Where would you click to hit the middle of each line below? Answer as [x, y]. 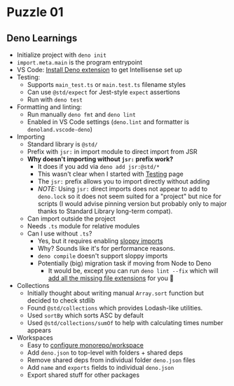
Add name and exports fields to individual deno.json [101, 367]
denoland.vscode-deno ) [60, 129]
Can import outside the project [71, 219]
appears [39, 330]
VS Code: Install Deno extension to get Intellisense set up [99, 70]
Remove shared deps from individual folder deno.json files [111, 360]
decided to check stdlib [61, 301]
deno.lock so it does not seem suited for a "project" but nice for [129, 196]
